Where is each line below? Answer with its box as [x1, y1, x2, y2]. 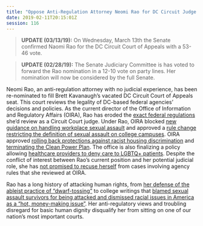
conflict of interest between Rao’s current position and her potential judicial [6, 157, 194, 164]
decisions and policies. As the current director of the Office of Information [6, 105, 191, 112]
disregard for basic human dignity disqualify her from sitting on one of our [6, 207, 191, 214]
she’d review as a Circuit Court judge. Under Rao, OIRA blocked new [6, 118, 177, 125]
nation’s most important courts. [6, 213, 84, 221]
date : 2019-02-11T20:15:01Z [6, 15, 78, 21]
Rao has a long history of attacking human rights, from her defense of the [6, 181, 190, 188]
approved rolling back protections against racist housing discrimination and [6, 137, 195, 144]
